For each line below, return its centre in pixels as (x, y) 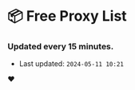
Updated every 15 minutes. (61, 47)
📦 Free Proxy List (67, 16)
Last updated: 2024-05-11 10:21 (71, 64)
